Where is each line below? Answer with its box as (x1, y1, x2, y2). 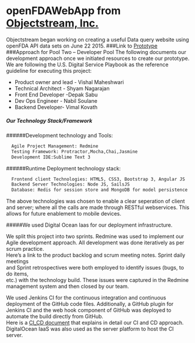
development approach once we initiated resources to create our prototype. (6, 55, 190, 62)
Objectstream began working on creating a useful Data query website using (6, 36, 189, 43)
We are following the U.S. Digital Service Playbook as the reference (6, 60, 169, 68)
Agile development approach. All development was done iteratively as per (6, 239, 185, 246)
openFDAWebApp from (6, 4, 121, 18)
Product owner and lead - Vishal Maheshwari (14, 78, 125, 86)
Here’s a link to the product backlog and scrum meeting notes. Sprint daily (6, 251, 186, 259)
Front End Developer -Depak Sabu (14, 91, 98, 98)
